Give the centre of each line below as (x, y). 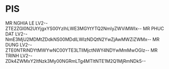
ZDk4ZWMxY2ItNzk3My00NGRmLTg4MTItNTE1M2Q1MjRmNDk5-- (76, 61)
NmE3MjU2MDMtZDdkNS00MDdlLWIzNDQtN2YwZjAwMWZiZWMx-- (78, 39)
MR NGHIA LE (20, 23)
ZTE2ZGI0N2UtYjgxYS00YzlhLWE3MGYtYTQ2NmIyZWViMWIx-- (74, 28)
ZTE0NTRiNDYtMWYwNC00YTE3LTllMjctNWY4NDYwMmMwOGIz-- (77, 50)
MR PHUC (153, 28)
